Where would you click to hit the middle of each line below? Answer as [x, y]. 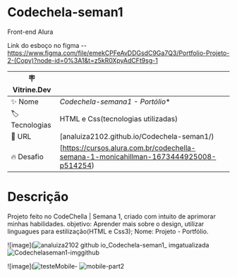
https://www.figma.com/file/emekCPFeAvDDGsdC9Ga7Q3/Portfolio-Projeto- [119, 53]
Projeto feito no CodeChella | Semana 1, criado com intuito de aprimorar [112, 216]
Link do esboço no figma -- [47, 45]
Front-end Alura [30, 32]
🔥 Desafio [27, 156]
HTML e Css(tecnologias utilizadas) [119, 119]
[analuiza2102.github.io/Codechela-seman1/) [137, 136]
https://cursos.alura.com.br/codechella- [129, 147]
